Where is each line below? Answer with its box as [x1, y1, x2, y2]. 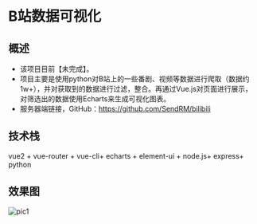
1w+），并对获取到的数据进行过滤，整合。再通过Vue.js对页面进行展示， [19, 84, 253, 93]
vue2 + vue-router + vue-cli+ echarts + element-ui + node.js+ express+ [8, 151, 244, 160]
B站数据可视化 [8, 7, 102, 26]
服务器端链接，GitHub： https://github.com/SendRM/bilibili [19, 104, 211, 113]
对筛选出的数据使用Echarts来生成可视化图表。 [19, 94, 171, 104]
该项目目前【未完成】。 [19, 65, 94, 73]
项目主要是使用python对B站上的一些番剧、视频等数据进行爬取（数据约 [19, 74, 250, 84]
